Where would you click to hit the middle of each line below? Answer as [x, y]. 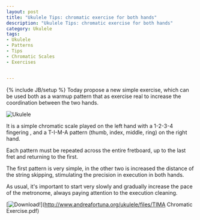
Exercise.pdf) [23, 210]
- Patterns [20, 46]
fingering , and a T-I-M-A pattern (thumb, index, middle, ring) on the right [97, 132]
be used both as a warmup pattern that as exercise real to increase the [94, 96]
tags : [13, 34]
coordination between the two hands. [53, 102]
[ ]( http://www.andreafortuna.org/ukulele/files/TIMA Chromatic [99, 204]
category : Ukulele [29, 29]
